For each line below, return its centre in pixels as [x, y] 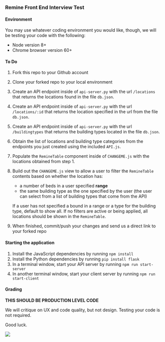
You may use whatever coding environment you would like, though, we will [81, 30]
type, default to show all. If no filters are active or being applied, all [80, 211]
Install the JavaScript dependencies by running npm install [73, 254]
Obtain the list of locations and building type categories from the [78, 141]
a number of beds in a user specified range [64, 186]
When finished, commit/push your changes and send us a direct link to [84, 226]
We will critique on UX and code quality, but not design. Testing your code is [82, 310]
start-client [26, 278]
